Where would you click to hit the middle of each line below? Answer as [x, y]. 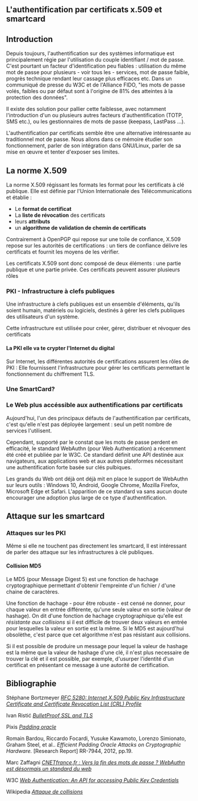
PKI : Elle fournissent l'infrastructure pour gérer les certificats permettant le [98, 367]
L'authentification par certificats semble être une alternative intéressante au [98, 133]
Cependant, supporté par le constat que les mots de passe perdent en [92, 442]
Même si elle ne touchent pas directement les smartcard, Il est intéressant [96, 546]
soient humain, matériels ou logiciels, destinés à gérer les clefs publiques [95, 310]
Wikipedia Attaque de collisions [44, 792]
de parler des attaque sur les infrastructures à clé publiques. [80, 552]
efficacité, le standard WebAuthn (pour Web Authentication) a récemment [96, 448]
